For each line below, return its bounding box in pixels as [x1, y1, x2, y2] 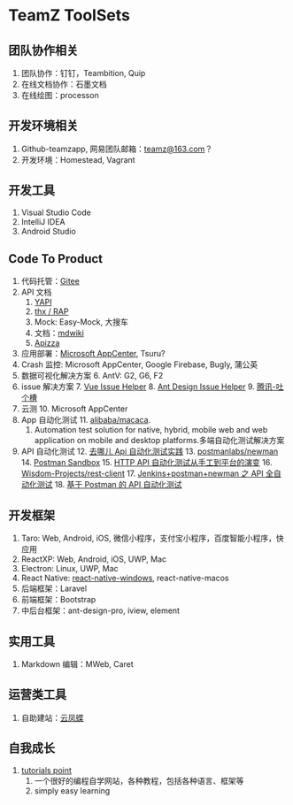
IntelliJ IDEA [20, 216, 66, 226]
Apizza [34, 338, 60, 349]
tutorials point [20, 764, 73, 775]
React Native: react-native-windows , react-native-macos [20, 572, 229, 584]
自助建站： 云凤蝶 [20, 712, 84, 723]
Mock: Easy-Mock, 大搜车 [34, 317, 129, 327]
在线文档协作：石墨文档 [20, 79, 107, 89]
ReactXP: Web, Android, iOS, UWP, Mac [20, 554, 167, 564]
